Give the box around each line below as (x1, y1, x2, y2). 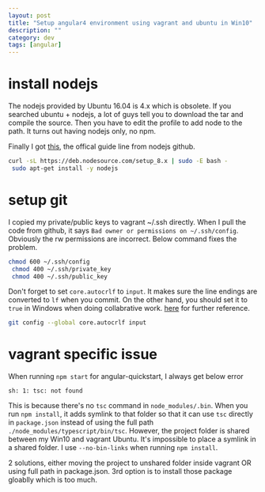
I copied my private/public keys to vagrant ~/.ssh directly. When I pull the (8, 217, 247, 226)
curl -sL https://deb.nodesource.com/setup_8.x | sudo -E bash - (8, 157, 228, 165)
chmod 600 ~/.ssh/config (8, 258, 90, 266)
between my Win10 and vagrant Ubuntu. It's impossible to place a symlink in (8, 434, 256, 444)
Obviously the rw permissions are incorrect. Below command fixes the (8, 234, 237, 244)
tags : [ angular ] (8, 41, 62, 49)
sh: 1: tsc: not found (8, 387, 83, 395)
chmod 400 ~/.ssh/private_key (11, 265, 112, 273)
